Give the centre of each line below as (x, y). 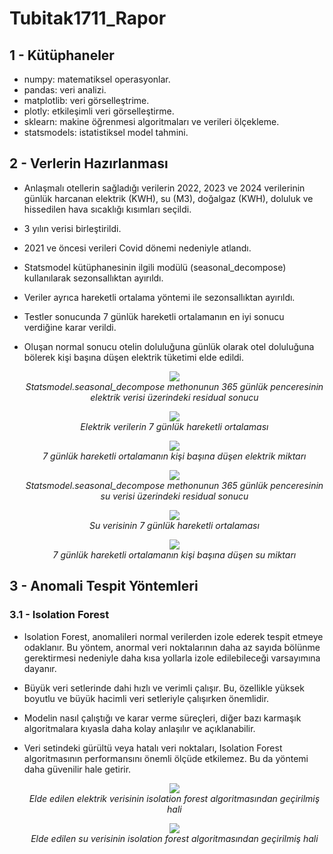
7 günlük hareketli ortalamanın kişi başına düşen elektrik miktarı (174, 456)
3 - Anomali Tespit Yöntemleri (104, 586)
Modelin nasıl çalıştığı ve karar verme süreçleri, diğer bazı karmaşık (162, 718)
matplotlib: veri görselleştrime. (86, 100)
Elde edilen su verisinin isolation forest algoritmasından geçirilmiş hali (174, 838)
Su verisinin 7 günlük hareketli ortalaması (174, 525)
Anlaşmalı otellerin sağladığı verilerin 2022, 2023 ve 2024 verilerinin (164, 188)
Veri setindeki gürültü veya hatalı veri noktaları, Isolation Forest (153, 748)
